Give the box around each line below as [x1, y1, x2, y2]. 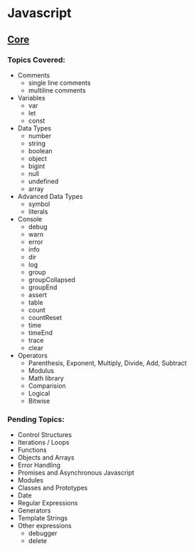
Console [17, 215, 43, 223]
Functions [17, 446, 48, 454]
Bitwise [28, 396, 50, 405]
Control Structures [17, 431, 72, 439]
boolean [28, 146, 53, 155]
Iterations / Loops [17, 438, 70, 447]
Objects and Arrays [17, 453, 75, 462]
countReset [28, 313, 63, 321]
